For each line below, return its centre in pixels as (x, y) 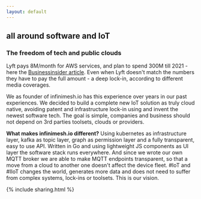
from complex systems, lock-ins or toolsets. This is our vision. (82, 178)
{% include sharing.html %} (40, 189)
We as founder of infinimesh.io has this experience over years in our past (97, 97)
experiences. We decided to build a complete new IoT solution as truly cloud (100, 103)
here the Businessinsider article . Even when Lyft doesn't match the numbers (100, 72)
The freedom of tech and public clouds (64, 53)
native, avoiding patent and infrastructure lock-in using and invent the (92, 109)
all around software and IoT (58, 36)
